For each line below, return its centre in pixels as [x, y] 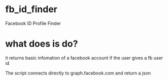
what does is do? [42, 44]
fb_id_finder [31, 9]
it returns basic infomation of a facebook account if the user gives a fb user [84, 58]
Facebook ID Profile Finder [33, 23]
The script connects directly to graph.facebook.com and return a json [78, 73]
